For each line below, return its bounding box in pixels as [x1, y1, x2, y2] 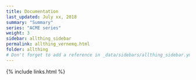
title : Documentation [6, 8, 59, 15]
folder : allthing [6, 47, 48, 53]
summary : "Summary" [6, 19, 54, 25]
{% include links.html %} [6, 68, 65, 75]
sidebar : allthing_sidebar [6, 36, 72, 41]
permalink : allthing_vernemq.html [6, 41, 90, 47]
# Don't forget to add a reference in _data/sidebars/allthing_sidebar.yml [6, 52, 194, 58]
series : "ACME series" [6, 25, 61, 31]
